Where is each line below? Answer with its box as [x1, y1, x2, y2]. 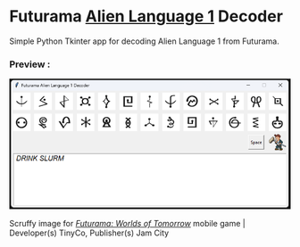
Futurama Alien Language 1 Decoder [9, 6, 284, 27]
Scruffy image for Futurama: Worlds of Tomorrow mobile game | [9, 218, 246, 229]
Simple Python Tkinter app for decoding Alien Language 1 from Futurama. [9, 36, 279, 46]
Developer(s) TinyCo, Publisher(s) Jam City [9, 227, 170, 238]
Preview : [9, 58, 51, 70]
